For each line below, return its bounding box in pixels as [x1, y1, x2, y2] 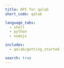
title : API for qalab [5, 7, 49, 12]
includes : [5, 42, 25, 47]
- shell [9, 25, 25, 29]
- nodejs [9, 34, 27, 39]
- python [9, 29, 27, 34]
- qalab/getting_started [9, 47, 60, 52]
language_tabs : [5, 20, 36, 25]
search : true [5, 55, 32, 60]
